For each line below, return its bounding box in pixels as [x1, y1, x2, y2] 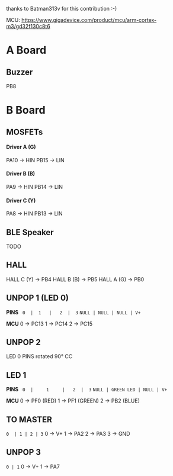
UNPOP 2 [6, 337, 41, 348]
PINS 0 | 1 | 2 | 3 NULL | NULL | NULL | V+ [6, 308, 141, 316]
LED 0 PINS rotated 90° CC [6, 353, 73, 360]
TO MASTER [6, 414, 52, 424]
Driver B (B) [6, 170, 36, 177]
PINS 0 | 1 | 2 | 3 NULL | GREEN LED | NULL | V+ [6, 386, 168, 393]
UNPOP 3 [6, 447, 41, 458]
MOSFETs [6, 127, 43, 137]
